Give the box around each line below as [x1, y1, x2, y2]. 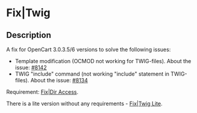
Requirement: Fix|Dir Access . [6, 88, 78, 96]
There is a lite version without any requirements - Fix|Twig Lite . [6, 100, 163, 107]
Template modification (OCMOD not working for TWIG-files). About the [14, 58, 192, 64]
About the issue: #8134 [30, 77, 89, 84]
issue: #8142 [14, 64, 47, 71]
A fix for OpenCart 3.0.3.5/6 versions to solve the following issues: [6, 46, 171, 53]
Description [6, 30, 51, 40]
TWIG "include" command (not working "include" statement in [14, 70, 170, 78]
